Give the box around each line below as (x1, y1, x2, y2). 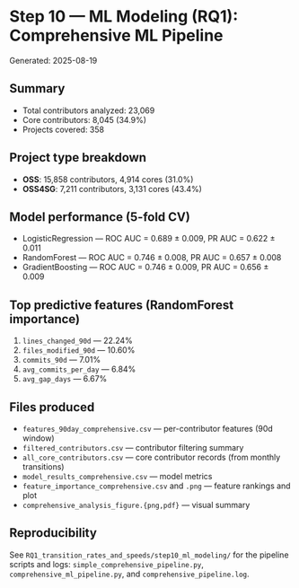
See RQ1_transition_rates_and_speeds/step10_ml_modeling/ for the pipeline (9, 549, 289, 560)
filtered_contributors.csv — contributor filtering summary (22, 443, 244, 452)
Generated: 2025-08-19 (9, 55, 98, 66)
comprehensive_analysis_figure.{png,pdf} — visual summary (22, 500, 251, 510)
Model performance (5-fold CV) (9, 209, 190, 224)
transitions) (22, 461, 65, 472)
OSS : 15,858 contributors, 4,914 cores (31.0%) (22, 173, 194, 185)
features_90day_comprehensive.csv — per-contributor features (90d (22, 424, 274, 434)
